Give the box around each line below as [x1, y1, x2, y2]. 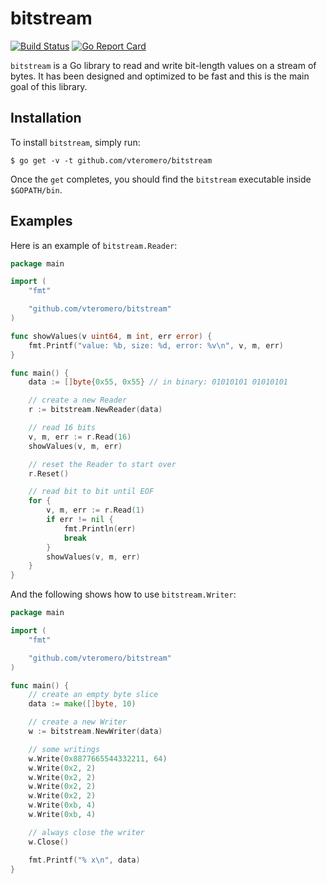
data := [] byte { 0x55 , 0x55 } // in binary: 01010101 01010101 [28, 377, 288, 387]
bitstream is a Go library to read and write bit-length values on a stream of [10, 59, 317, 71]
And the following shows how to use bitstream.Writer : [10, 588, 237, 601]
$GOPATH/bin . [10, 183, 63, 196]
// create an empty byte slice [28, 690, 159, 700]
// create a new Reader [28, 395, 128, 406]
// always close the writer [28, 827, 145, 837]
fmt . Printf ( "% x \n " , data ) [28, 855, 141, 865]
